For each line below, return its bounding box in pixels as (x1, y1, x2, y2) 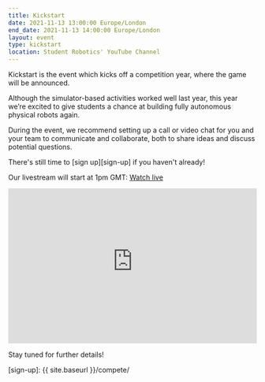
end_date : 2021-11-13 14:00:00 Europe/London (8, 26, 160, 34)
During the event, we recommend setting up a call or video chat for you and (8, 125, 254, 135)
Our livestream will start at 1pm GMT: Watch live (8, 172, 164, 182)
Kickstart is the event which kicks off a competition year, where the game (8, 70, 247, 79)
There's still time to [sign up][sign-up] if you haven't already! (8, 158, 205, 166)
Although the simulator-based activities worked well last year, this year (8, 94, 238, 102)
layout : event (8, 33, 55, 42)
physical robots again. (8, 110, 80, 119)
